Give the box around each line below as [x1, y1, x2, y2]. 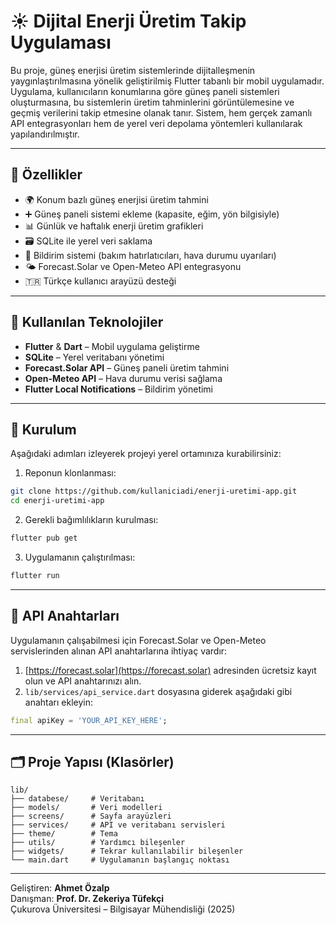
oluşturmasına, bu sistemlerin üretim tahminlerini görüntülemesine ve [10, 96, 295, 108]
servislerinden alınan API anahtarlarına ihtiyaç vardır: [10, 645, 228, 657]
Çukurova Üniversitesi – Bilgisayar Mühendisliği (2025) [10, 903, 236, 915]
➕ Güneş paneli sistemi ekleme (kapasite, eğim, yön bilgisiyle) [24, 208, 280, 220]
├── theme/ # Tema [10, 829, 118, 839]
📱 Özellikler [10, 166, 83, 184]
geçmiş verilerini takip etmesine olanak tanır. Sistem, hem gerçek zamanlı [10, 106, 313, 119]
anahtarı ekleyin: [24, 696, 94, 708]
